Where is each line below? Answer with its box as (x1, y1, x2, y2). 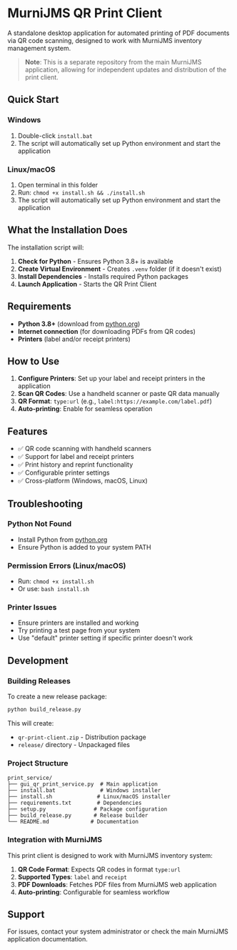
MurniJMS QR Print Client (7, 5, 163, 21)
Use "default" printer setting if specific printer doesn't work (17, 634, 193, 643)
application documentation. (7, 935, 88, 944)
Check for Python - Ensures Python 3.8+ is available (17, 257, 173, 265)
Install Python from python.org (17, 535, 108, 544)
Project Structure (7, 758, 69, 768)
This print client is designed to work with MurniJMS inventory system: (7, 851, 213, 859)
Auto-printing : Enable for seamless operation (17, 405, 153, 413)
